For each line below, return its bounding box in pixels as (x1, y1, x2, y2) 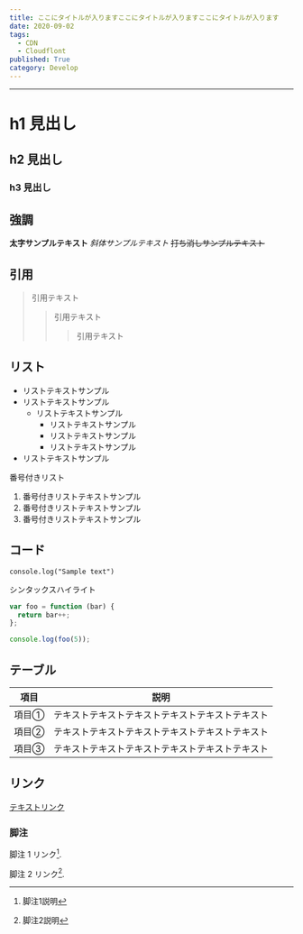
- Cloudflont (17, 47, 67, 56)
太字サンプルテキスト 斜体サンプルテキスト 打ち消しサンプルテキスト (9, 238, 266, 249)
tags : (9, 30, 30, 39)
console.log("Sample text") (9, 567, 115, 576)
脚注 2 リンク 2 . (9, 866, 65, 879)
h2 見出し (9, 152, 63, 168)
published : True (9, 55, 70, 64)
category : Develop (9, 64, 78, 73)
